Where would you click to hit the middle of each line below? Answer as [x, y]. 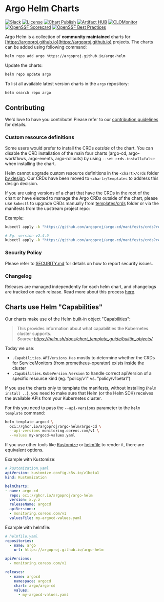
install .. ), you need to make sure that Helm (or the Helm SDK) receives [79, 393]
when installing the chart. [31, 164]
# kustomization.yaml [27, 468]
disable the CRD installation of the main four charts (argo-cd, [66, 153]
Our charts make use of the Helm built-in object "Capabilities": [68, 319]
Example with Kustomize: [30, 459]
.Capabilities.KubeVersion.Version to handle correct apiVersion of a [82, 373]
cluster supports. [34, 333]
